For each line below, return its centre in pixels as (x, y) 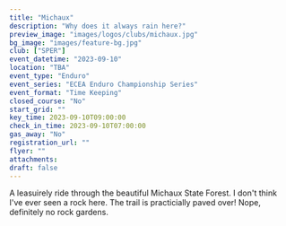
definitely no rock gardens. (59, 213)
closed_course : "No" (48, 101)
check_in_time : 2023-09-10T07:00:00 (78, 126)
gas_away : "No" (38, 135)
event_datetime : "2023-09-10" (66, 59)
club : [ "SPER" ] (38, 51)
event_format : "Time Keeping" (66, 92)
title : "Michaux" (42, 17)
